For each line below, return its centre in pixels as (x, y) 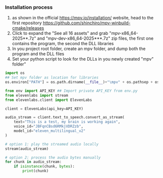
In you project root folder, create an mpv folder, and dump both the (79, 49)
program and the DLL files (38, 54)
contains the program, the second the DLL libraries (63, 44)
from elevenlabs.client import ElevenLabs (49, 100)
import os (15, 73)
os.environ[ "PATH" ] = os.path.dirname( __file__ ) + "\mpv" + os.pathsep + (79, 82)
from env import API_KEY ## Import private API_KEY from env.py (71, 91)
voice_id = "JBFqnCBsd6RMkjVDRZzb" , (49, 127)
